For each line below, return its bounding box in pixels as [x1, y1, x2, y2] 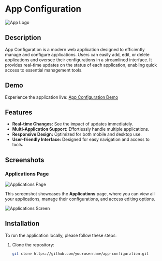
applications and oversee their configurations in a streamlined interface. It [5, 57, 152, 63]
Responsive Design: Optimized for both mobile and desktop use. [12, 131, 142, 137]
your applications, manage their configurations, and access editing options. [5, 196, 156, 202]
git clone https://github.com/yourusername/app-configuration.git [12, 251, 149, 256]
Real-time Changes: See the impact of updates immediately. [12, 121, 133, 127]
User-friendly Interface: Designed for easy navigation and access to [12, 137, 150, 142]
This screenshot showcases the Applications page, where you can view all [5, 191, 155, 197]
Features [5, 108, 32, 116]
